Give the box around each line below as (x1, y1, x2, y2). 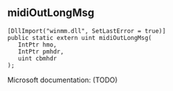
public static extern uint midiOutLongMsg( (7, 34, 153, 42)
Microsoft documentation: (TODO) (7, 75, 118, 85)
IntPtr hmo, (17, 41, 57, 49)
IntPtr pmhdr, (17, 47, 64, 56)
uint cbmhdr (17, 54, 57, 62)
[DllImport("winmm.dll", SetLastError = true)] (7, 27, 167, 35)
